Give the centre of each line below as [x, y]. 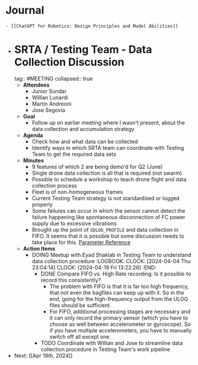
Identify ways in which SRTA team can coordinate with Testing [108, 148]
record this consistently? [71, 280]
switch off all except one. [80, 337]
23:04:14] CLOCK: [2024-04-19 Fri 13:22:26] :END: [94, 267]
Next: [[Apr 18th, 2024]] [43, 356]
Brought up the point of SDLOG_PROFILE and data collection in [105, 229]
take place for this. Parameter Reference [81, 242]
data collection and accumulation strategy [83, 129]
